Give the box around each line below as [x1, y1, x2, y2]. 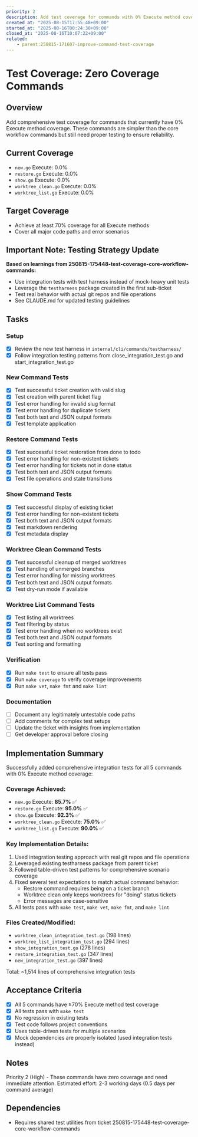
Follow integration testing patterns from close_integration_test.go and [14, 352, 184, 359]
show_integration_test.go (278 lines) [14, 944, 106, 951]
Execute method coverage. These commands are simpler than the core [6, 124, 179, 132]
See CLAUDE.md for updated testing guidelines [14, 297, 130, 304]
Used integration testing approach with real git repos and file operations [14, 853, 190, 860]
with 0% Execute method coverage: [6, 770, 93, 777]
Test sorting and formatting [14, 640, 81, 648]
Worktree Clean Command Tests [6, 545, 101, 553]
